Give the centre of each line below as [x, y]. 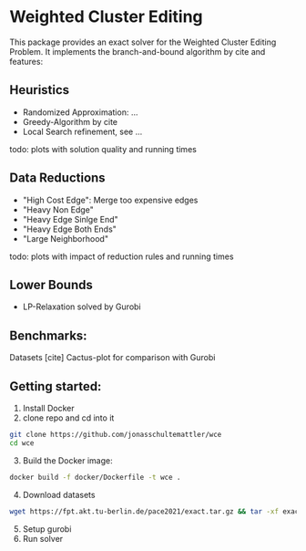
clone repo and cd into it [68, 418]
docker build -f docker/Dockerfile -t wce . [95, 477]
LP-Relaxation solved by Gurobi [82, 307]
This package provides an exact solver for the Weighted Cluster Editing [143, 42]
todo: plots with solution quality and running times [103, 149]
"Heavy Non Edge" [58, 209]
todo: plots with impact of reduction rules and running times [122, 256]
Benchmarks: [49, 335]
